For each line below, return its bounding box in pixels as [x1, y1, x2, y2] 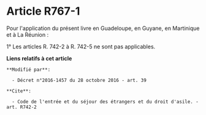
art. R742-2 [6, 104, 37, 110]
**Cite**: [6, 87, 32, 94]
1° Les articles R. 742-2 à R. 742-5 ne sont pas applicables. [6, 43, 156, 50]
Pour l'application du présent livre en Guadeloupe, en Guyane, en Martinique [6, 24, 200, 32]
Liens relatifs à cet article [6, 54, 72, 62]
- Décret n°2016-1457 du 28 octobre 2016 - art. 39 [12, 77, 147, 83]
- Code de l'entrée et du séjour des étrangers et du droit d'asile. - [12, 98, 199, 105]
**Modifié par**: [6, 66, 51, 73]
